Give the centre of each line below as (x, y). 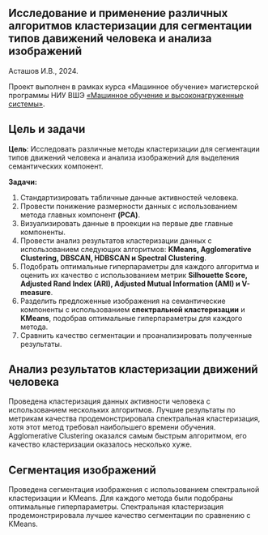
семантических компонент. (56, 166)
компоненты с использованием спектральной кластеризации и (132, 309)
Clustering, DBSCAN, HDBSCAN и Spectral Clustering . (113, 258)
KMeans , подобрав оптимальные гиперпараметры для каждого (131, 318)
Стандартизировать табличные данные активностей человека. (129, 197)
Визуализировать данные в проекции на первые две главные (126, 223)
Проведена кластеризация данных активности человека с (109, 401)
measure (35, 292)
